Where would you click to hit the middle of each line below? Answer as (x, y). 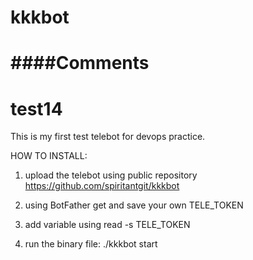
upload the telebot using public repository (111, 175)
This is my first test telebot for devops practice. (108, 137)
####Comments (80, 63)
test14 (36, 108)
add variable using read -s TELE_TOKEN (107, 225)
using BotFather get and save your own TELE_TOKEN (134, 205)
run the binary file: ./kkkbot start (91, 244)
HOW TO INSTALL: (49, 156)
